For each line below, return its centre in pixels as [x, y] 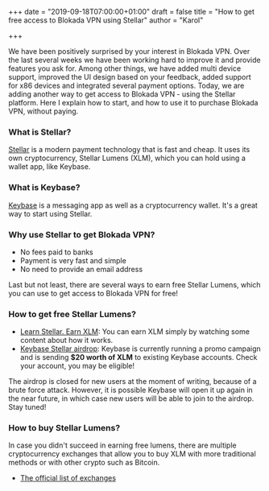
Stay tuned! [27, 407]
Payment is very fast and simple [73, 260]
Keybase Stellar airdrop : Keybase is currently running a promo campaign [141, 349]
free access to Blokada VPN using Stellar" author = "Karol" [106, 20]
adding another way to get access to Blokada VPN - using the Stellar [122, 94]
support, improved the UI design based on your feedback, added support [130, 77]
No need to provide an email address [81, 269]
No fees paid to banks [57, 252]
